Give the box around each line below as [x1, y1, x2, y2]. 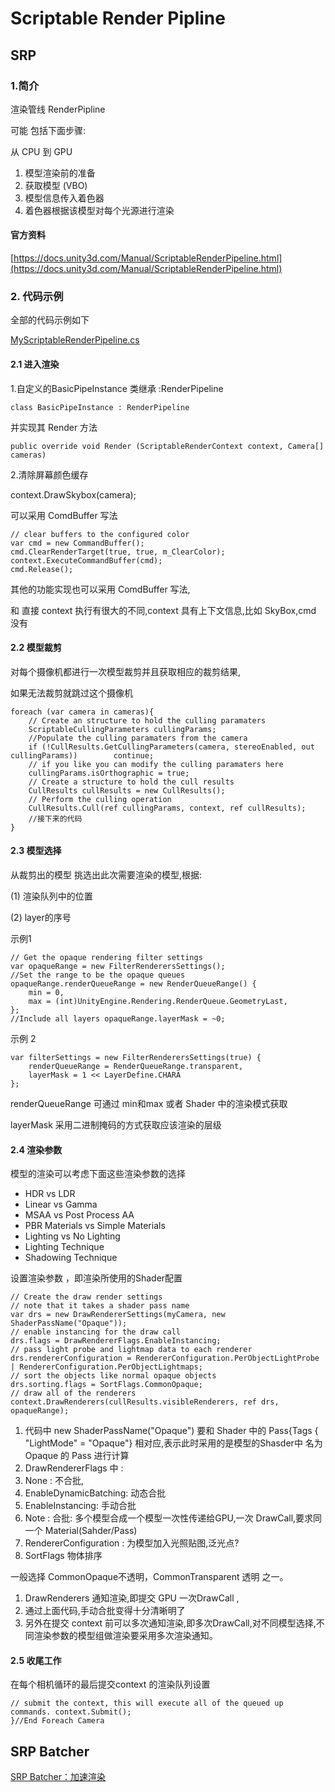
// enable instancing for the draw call [10, 1327, 182, 1337]
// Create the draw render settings [10, 1292, 163, 1302]
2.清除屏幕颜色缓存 [10, 468, 89, 481]
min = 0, [28, 987, 65, 997]
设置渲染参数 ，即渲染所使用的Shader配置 [10, 1272, 183, 1284]
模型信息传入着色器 [24, 192, 105, 204]
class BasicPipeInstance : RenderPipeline [10, 402, 190, 412]
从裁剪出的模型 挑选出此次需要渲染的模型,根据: [10, 868, 203, 881]
